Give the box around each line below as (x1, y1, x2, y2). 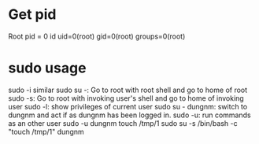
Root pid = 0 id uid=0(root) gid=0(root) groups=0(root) (8, 31, 186, 41)
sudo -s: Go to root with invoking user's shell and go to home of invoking (8, 93, 244, 103)
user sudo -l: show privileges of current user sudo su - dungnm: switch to (8, 102, 248, 111)
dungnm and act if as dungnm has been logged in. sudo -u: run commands (8, 110, 251, 120)
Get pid (8, 6, 57, 24)
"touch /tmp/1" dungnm (8, 127, 84, 136)
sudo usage (8, 59, 87, 77)
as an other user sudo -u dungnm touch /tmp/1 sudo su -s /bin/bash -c (8, 118, 238, 127)
